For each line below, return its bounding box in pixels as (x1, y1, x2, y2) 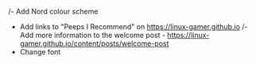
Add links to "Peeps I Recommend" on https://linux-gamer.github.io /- (19, 22, 248, 31)
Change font (19, 47, 61, 56)
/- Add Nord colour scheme (8, 7, 99, 16)
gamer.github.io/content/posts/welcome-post (19, 39, 169, 48)
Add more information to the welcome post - (19, 31, 165, 40)
